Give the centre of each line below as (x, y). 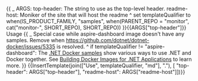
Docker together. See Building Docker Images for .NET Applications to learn (99, 59)
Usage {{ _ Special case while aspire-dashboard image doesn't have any (95, 34)
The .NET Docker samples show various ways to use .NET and (115, 53)
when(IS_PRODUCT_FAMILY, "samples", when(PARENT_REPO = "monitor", (98, 21)
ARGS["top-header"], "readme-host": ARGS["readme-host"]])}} (107, 72)
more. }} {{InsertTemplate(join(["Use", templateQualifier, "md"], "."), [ (91, 66)
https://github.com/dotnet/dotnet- (108, 40)
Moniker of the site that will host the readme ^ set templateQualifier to (105, 15)
